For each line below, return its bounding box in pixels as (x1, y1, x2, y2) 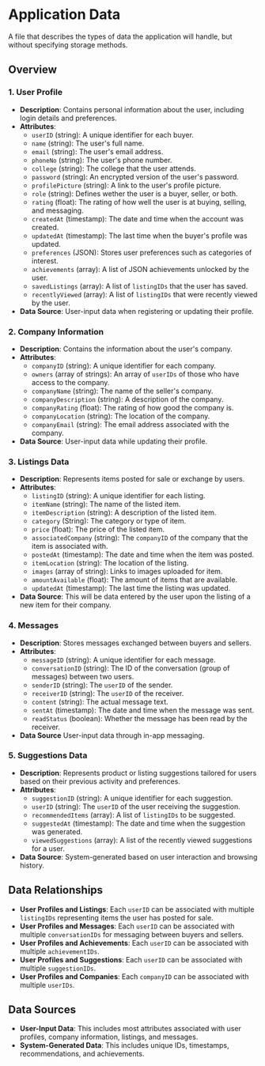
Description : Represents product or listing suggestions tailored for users (19, 768, 257, 777)
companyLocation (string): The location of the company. (31, 411, 210, 421)
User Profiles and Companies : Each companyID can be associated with (19, 971, 249, 981)
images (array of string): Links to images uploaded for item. (31, 567, 223, 576)
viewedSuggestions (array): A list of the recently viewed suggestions (31, 835, 253, 845)
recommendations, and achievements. (19, 1049, 145, 1059)
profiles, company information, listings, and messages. (19, 1032, 199, 1041)
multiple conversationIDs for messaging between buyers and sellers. (19, 929, 244, 939)
